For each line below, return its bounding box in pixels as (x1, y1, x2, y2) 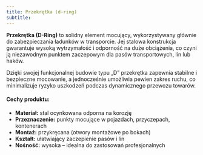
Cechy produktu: (6, 95, 50, 103)
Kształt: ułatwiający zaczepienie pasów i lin (15, 135, 125, 142)
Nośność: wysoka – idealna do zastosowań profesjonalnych (15, 141, 165, 149)
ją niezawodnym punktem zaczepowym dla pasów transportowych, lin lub (6, 50, 191, 58)
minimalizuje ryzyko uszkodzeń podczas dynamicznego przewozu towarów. (6, 81, 196, 89)
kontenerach (15, 122, 47, 129)
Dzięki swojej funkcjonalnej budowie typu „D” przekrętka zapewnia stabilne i (6, 69, 198, 76)
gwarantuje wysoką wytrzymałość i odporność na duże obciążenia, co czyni (6, 44, 197, 52)
